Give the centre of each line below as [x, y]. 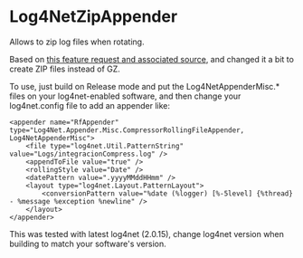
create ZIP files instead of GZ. [65, 69]
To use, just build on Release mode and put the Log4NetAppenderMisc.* [145, 86]
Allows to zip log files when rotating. [77, 42]
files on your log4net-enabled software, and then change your [125, 96]
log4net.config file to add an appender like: [90, 105]
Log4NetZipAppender [94, 17]
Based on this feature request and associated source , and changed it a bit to [151, 59]
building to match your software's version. [88, 244]
